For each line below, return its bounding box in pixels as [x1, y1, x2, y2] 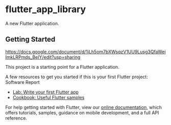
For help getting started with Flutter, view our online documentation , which [5, 104, 162, 110]
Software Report [5, 79, 40, 85]
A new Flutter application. [5, 20, 59, 26]
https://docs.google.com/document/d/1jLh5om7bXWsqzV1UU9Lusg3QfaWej [5, 48, 166, 54]
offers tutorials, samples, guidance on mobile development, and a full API [5, 109, 159, 115]
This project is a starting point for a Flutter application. [5, 64, 119, 70]
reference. [5, 115, 27, 121]
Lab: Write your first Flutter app [12, 89, 79, 95]
